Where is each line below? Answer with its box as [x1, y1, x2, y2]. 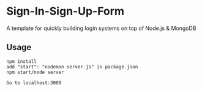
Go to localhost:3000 [6, 79, 62, 86]
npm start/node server [6, 69, 64, 75]
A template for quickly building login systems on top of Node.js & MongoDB [6, 24, 197, 32]
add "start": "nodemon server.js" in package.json [6, 64, 138, 70]
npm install [6, 58, 37, 65]
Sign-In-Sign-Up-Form [6, 4, 124, 18]
